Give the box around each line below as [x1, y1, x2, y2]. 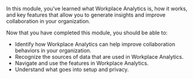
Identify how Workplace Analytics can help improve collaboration [14, 41, 175, 48]
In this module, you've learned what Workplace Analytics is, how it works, [6, 5, 188, 12]
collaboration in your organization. [6, 18, 91, 24]
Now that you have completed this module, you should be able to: [6, 29, 168, 36]
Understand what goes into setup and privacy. [14, 66, 129, 73]
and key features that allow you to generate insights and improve [6, 11, 166, 18]
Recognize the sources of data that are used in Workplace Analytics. [14, 53, 184, 60]
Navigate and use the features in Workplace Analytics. [14, 59, 149, 67]
